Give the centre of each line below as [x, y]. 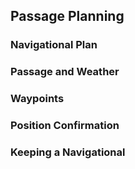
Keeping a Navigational [68, 152]
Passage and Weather [65, 72]
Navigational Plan [54, 45]
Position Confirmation [65, 126]
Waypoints [37, 99]
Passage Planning [67, 16]
